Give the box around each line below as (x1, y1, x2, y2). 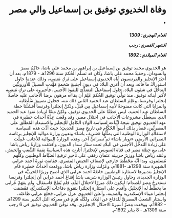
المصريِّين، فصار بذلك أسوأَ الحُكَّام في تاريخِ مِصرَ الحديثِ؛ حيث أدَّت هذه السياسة (15, 125, 166, 131)
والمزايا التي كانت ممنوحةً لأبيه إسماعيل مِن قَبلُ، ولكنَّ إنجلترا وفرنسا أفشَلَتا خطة (13, 103, 166, 109)
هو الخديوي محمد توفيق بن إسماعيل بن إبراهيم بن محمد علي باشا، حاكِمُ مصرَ (20, 65, 166, 71)
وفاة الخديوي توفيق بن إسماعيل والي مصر (9, 4, 166, 15)
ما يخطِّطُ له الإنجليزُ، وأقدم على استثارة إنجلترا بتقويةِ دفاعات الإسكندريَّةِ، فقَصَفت (13, 185, 166, 191)
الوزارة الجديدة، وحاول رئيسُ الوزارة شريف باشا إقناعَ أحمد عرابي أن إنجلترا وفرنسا (9, 174, 166, 180)
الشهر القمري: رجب (128, 42, 166, 48)
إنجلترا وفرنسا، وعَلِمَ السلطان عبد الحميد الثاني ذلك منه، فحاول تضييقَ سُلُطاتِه (19, 98, 166, 104)
